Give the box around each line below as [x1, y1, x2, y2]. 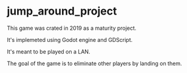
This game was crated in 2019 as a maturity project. [7, 24, 137, 32]
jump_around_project [7, 4, 117, 18]
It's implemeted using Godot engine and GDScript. [7, 36, 133, 43]
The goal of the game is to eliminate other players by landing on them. [7, 60, 182, 67]
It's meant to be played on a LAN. [7, 47, 90, 55]
